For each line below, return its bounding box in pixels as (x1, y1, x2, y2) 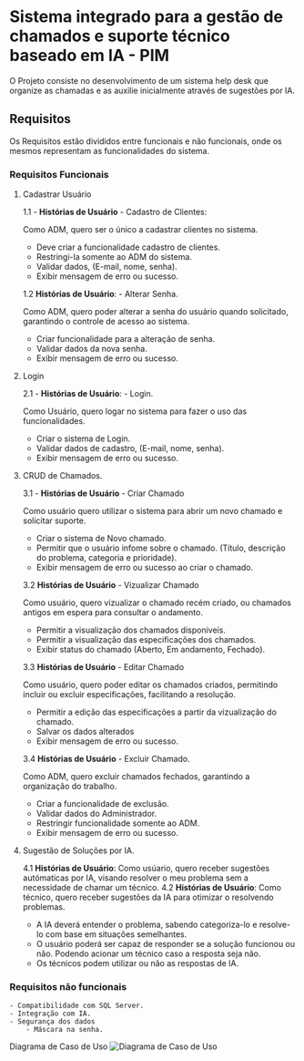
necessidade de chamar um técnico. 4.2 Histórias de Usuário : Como (22, 882, 282, 893)
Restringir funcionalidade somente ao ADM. (35, 818, 200, 829)
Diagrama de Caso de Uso (9, 1041, 108, 1052)
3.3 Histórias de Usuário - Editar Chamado (22, 662, 185, 673)
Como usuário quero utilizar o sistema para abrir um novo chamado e (22, 506, 283, 517)
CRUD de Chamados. (22, 470, 103, 481)
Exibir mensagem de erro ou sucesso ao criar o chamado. (35, 562, 254, 573)
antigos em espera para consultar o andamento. (22, 607, 203, 618)
